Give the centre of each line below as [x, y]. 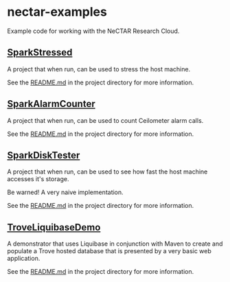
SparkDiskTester [44, 155]
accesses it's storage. [38, 179]
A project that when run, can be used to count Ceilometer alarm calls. [105, 120]
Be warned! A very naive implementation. [65, 192]
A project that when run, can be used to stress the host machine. [99, 69]
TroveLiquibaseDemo [54, 227]
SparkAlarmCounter [51, 104]
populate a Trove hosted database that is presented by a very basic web [109, 251]
